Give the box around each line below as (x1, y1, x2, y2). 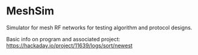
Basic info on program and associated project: (6, 35, 121, 42)
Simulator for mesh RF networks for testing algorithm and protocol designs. (6, 24, 193, 31)
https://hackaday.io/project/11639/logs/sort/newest (6, 42, 133, 49)
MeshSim (6, 4, 55, 18)
